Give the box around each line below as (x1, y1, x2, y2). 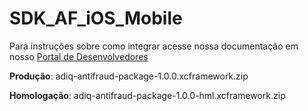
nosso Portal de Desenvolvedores (9, 50, 149, 62)
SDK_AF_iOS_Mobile (9, 7, 183, 30)
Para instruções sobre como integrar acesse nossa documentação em (9, 40, 299, 52)
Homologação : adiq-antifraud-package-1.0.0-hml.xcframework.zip (9, 89, 286, 101)
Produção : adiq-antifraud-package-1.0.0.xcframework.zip (9, 70, 249, 82)
